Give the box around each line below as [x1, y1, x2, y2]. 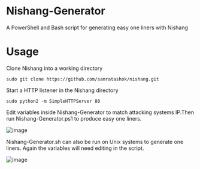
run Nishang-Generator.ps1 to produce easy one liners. [6, 115, 142, 122]
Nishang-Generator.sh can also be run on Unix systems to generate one [6, 138, 184, 145]
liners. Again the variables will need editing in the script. [6, 145, 144, 152]
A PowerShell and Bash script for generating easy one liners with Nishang [6, 24, 189, 31]
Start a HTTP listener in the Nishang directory [6, 87, 119, 94]
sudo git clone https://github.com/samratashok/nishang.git [6, 76, 160, 82]
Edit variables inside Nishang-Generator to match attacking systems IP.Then [6, 109, 195, 116]
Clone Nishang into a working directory [6, 64, 103, 72]
